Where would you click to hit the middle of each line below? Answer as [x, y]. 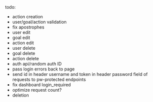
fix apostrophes [28, 27]
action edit [23, 43]
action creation [28, 17]
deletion [20, 95]
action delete [26, 58]
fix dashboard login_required [41, 85]
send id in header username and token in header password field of [80, 74]
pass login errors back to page [43, 69]
